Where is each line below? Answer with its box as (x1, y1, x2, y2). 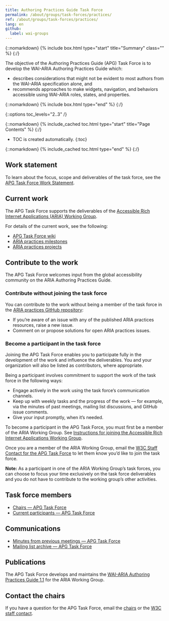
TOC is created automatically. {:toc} (12, 136, 88, 142)
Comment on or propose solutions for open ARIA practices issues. (12, 327, 151, 333)
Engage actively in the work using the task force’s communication (12, 388, 150, 394)
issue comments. (12, 409, 49, 415)
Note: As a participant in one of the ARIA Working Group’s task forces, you (5, 465, 161, 472)
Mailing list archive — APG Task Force (12, 543, 92, 549)
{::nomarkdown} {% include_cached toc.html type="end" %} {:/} (5, 146, 140, 152)
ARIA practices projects (12, 244, 62, 250)
